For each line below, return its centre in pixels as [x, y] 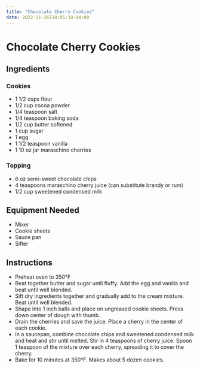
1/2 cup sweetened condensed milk [59, 191]
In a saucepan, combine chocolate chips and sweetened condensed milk [104, 334]
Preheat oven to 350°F [43, 277]
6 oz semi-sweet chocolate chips [56, 179]
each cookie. [31, 328]
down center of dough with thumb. [57, 315]
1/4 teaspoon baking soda [47, 118]
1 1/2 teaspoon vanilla [41, 144]
